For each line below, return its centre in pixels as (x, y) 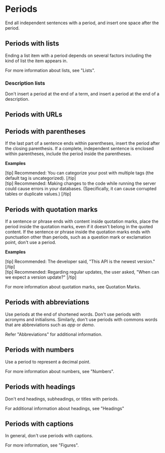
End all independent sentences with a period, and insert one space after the (82, 23)
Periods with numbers (40, 350)
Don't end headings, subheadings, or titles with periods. (62, 399)
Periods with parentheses (46, 131)
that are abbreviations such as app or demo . (50, 325)
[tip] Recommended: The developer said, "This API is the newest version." (80, 262)
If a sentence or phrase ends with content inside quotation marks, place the (82, 221)
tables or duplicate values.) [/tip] (38, 194)
